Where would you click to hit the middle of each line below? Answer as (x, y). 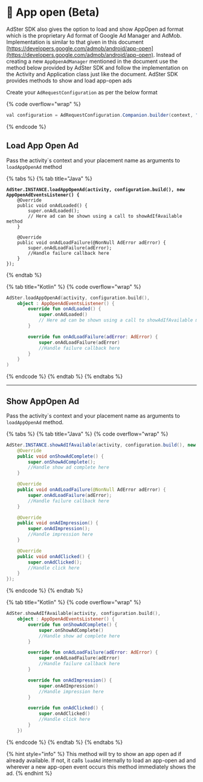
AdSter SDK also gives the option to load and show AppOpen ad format (95, 29)
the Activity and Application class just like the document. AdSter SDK (92, 74)
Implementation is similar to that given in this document (75, 42)
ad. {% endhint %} (29, 773)
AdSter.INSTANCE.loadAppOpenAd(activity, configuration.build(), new (96, 189)
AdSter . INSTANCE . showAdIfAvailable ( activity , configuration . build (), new (101, 445)
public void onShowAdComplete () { (60, 456)
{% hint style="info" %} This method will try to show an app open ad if (94, 754)
